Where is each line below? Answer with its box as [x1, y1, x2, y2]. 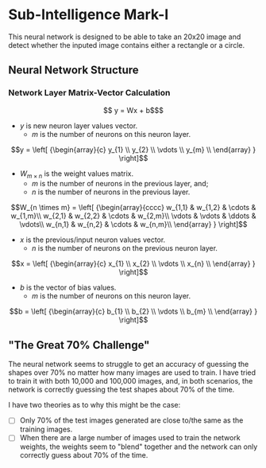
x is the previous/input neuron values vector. [19, 235, 166, 244]
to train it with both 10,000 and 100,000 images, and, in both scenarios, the [8, 376, 253, 386]
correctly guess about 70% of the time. [19, 450, 148, 460]
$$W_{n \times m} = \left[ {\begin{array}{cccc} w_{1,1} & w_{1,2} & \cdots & [10, 203, 256, 213]
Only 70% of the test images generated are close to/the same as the [19, 415, 244, 425]
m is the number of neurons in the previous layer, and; [31, 179, 209, 189]
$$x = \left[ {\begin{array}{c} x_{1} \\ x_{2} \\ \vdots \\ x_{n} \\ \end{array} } [11, 259, 256, 268]
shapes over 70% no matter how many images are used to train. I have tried [8, 368, 256, 377]
